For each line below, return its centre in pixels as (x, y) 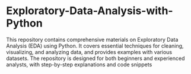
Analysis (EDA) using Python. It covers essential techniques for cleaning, (95, 46)
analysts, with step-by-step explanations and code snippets (79, 64)
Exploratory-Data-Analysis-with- (90, 11)
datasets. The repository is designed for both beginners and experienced (95, 58)
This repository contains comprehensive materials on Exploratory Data (92, 39)
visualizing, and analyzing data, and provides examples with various (89, 52)
